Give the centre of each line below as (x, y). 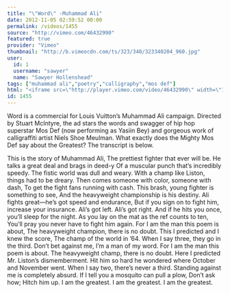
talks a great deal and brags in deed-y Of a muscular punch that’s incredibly (114, 166)
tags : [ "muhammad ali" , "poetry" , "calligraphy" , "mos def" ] (91, 84)
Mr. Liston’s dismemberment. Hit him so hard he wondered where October (111, 260)
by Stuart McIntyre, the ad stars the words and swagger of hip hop (101, 123)
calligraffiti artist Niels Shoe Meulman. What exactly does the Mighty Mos (111, 138)
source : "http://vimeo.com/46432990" (61, 33)
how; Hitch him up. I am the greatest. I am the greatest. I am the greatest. (110, 282)
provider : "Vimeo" (33, 45)
